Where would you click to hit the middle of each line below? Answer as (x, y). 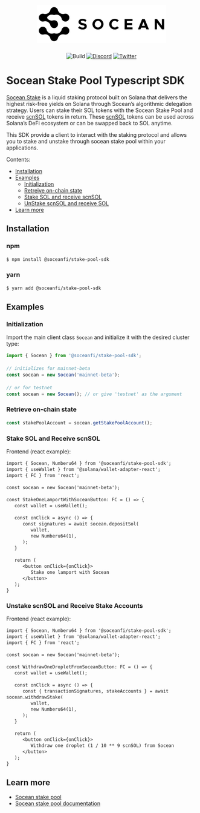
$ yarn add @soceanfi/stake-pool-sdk (54, 288)
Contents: (18, 159)
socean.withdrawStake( (35, 697)
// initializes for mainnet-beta (48, 369)
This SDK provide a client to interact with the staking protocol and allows (97, 134)
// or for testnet (29, 387)
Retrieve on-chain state (42, 409)
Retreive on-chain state (53, 190)
